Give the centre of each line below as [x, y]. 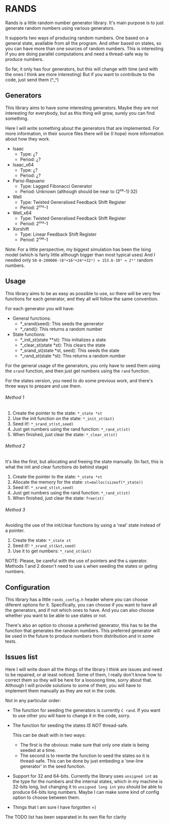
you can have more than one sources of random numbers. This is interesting [84, 48]
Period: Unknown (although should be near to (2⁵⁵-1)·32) [79, 191]
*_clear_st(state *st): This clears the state [63, 345]
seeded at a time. [38, 750]
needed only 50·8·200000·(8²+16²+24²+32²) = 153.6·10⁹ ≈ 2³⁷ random [79, 260]
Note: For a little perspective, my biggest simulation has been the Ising [78, 249]
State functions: [29, 334]
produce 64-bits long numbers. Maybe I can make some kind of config [86, 792]
